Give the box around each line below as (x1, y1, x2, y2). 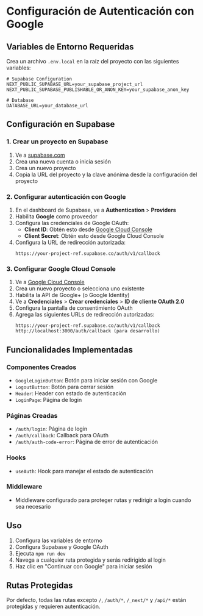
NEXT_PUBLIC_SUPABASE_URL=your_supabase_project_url (6, 81, 143, 87)
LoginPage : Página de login (15, 396, 82, 403)
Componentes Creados (6, 363, 77, 371)
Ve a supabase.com (15, 151, 65, 159)
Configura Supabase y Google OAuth (15, 543, 109, 550)
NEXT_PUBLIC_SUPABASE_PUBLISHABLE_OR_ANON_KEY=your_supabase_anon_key (6, 87, 190, 93)
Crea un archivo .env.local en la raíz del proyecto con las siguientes (6, 58, 179, 65)
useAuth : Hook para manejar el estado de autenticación (15, 467, 154, 475)
